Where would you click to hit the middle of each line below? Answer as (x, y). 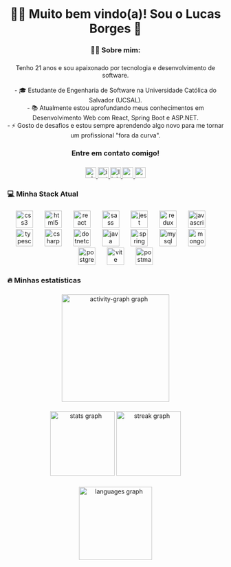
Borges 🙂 (115, 29)
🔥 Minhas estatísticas (44, 280)
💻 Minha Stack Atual (43, 194)
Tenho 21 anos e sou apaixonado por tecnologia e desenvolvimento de (115, 68)
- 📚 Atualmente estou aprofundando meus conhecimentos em (115, 108)
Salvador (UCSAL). (115, 100)
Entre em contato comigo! (115, 153)
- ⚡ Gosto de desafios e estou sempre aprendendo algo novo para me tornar (115, 126)
